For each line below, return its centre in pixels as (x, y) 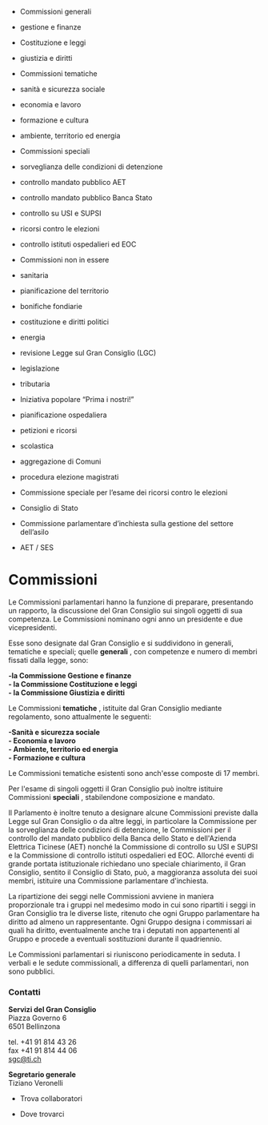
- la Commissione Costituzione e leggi (73, 684)
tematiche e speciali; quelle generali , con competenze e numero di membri (133, 651)
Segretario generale (42, 1075)
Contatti (25, 992)
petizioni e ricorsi (48, 430)
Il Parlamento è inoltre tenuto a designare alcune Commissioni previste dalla (133, 813)
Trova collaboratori (51, 1099)
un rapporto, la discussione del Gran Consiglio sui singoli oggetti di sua (125, 610)
